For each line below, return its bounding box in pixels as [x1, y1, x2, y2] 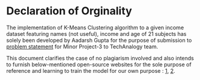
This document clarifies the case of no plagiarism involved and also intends [6, 54, 195, 61]
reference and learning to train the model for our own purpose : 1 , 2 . [6, 67, 175, 74]
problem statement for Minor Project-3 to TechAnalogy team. [6, 43, 158, 50]
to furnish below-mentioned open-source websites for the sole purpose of [6, 61, 192, 68]
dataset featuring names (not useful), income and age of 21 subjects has [6, 30, 187, 37]
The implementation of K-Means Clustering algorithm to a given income [6, 24, 184, 31]
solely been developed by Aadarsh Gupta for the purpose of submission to [6, 36, 192, 44]
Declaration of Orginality [6, 4, 132, 18]
